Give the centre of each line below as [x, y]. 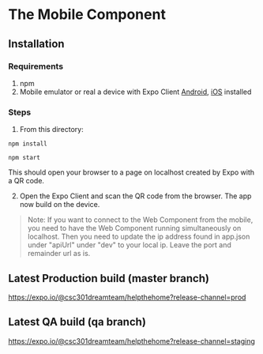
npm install [28, 144]
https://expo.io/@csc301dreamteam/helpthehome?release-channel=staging [131, 341]
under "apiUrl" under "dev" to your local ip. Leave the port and [129, 245]
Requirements [36, 66]
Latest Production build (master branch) [109, 278]
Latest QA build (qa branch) [77, 322]
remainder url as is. [59, 254]
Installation [36, 44]
